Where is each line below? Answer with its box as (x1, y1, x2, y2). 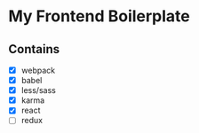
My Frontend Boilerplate (8, 6, 190, 27)
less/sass (20, 85, 57, 96)
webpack (20, 65, 55, 75)
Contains (8, 42, 60, 57)
